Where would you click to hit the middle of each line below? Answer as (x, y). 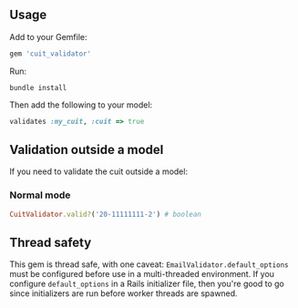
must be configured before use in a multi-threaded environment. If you (142, 274)
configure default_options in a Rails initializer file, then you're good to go (147, 284)
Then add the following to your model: (81, 105)
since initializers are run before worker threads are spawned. (124, 293)
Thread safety (51, 242)
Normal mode (40, 195)
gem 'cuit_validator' (51, 54)
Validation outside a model (87, 149)
